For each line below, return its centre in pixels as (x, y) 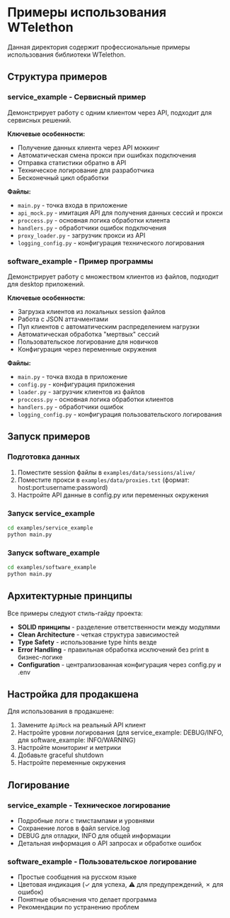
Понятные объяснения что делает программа (87, 900)
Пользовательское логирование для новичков (88, 342)
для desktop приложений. (46, 284)
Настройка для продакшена (73, 694)
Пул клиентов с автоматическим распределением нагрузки (109, 326)
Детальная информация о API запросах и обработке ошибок (109, 844)
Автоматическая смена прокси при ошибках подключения (107, 155)
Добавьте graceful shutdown (61, 755)
